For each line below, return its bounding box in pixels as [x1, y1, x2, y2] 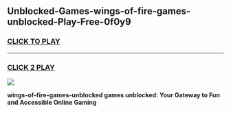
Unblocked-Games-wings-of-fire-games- [7, 5, 191, 17]
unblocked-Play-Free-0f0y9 [7, 16, 132, 28]
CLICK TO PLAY [7, 37, 60, 47]
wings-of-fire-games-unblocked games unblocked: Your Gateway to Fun [7, 90, 220, 99]
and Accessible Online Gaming [7, 98, 97, 106]
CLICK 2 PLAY [7, 62, 55, 72]
